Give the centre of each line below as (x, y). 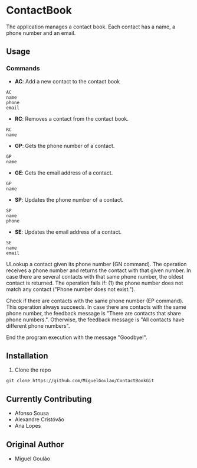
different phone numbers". (38, 325)
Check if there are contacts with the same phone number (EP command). (95, 301)
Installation (27, 356)
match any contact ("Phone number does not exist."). (71, 289)
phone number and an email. (41, 33)
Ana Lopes (28, 426)
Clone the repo (33, 370)
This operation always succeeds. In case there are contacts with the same (96, 307)
